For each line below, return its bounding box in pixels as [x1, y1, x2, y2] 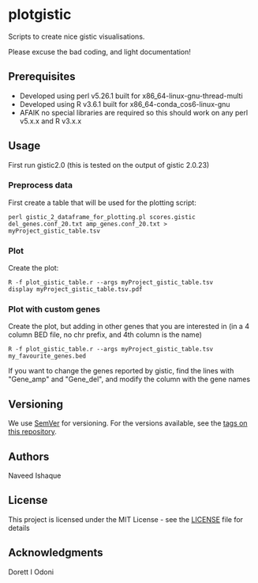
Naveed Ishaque [8, 471, 62, 480]
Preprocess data [8, 180, 73, 191]
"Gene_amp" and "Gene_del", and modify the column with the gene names [8, 374, 251, 384]
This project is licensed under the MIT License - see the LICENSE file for [8, 514, 243, 524]
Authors [8, 449, 50, 464]
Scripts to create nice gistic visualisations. [8, 32, 145, 41]
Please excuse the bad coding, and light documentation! [8, 47, 192, 56]
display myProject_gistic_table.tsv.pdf [8, 286, 144, 293]
